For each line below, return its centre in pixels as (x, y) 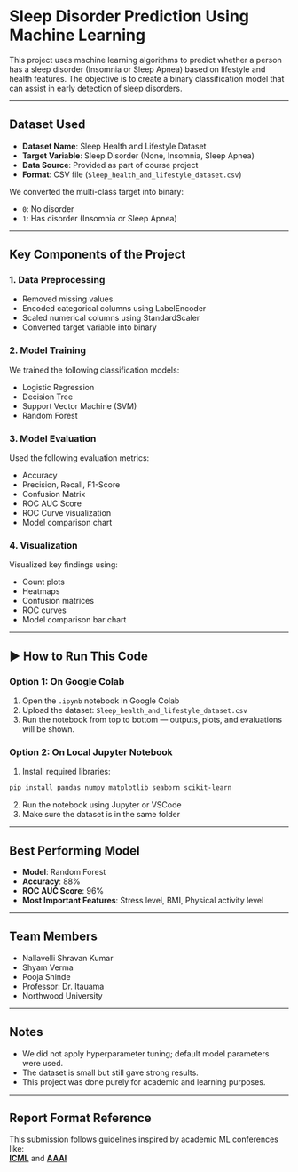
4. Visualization (43, 545)
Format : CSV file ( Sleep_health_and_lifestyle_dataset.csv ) (132, 174)
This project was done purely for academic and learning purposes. (144, 1081)
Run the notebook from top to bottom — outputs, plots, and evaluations (152, 720)
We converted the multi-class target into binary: (97, 191)
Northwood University (63, 995)
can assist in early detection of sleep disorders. (96, 88)
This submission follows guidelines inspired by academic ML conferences (144, 1139)
